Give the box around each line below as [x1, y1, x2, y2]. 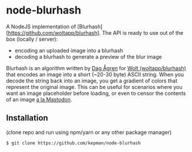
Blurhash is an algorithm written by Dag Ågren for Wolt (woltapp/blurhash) [6, 64, 187, 71]
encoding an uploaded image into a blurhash [14, 47, 124, 54]
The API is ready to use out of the [102, 29, 184, 36]
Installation [6, 113, 48, 123]
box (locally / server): [6, 35, 58, 42]
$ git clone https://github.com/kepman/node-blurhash [6, 140, 141, 146]
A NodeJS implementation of [6, 23, 77, 30]
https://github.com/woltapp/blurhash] [8, 29, 100, 36]
